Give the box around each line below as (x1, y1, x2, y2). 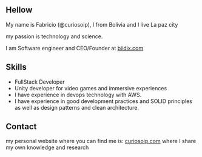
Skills (5, 62, 27, 72)
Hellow (5, 5, 33, 15)
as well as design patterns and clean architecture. (14, 104, 140, 111)
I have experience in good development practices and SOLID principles (14, 97, 192, 105)
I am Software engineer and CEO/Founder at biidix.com (5, 44, 144, 52)
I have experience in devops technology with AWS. (14, 91, 142, 98)
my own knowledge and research (5, 144, 89, 151)
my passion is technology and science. (5, 33, 103, 40)
